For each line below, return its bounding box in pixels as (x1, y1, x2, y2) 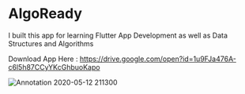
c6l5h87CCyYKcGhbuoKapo (8, 62, 100, 71)
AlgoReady (8, 5, 83, 23)
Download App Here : (8, 54, 78, 63)
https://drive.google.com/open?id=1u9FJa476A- (79, 54, 237, 63)
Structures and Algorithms (8, 38, 94, 48)
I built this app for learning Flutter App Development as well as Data (8, 31, 228, 40)
